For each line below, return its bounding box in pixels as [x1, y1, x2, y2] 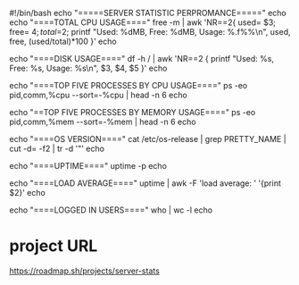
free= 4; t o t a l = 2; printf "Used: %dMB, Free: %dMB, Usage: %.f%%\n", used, [9, 27, 291, 37]
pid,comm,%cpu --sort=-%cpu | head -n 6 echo [9, 89, 187, 100]
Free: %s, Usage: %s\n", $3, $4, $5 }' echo [9, 63, 168, 73]
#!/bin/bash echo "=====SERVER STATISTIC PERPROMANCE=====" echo [9, 8, 287, 18]
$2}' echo [9, 188, 46, 197]
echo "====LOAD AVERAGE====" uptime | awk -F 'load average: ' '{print [9, 178, 281, 189]
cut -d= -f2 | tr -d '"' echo [9, 143, 105, 154]
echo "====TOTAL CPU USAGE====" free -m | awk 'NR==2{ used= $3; [9, 17, 277, 28]
